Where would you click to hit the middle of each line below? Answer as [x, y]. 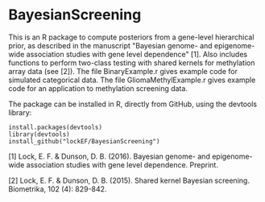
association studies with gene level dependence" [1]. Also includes [137, 54]
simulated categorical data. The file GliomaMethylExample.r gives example [132, 80]
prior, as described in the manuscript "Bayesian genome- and [110, 45]
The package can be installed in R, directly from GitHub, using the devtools [133, 104]
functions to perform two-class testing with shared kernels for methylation [132, 63]
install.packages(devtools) [56, 127]
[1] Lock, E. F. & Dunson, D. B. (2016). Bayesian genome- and [110, 156]
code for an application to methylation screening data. [98, 88]
